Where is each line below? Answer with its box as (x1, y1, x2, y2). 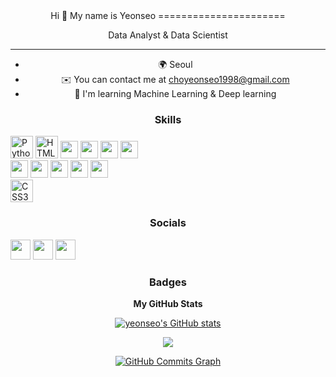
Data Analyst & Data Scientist (108, 29, 228, 41)
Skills (154, 112, 182, 126)
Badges (149, 275, 187, 289)
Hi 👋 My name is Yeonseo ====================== (50, 10, 286, 21)
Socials (149, 216, 187, 230)
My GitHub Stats (133, 297, 203, 309)
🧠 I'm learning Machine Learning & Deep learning (74, 88, 277, 99)
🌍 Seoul (158, 59, 193, 70)
